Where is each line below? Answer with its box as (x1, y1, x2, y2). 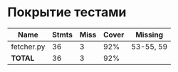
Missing (135, 30, 164, 40)
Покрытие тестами (7, 4, 127, 20)
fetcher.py (11, 42, 46, 52)
